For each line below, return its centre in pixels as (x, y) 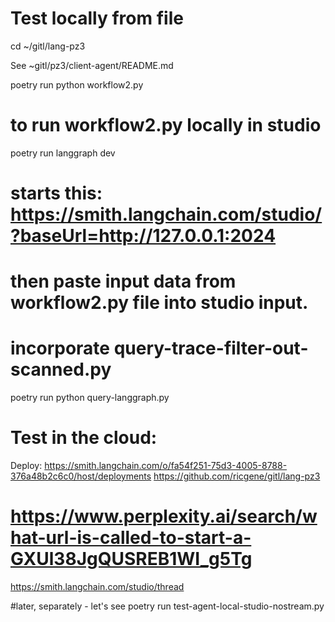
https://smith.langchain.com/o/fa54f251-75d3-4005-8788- (166, 466)
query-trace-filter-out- (211, 348)
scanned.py (61, 369)
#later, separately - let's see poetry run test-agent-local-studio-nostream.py (167, 606)
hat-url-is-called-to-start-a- (131, 538)
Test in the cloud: (84, 438)
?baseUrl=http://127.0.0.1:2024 (143, 236)
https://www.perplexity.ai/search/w (164, 516)
